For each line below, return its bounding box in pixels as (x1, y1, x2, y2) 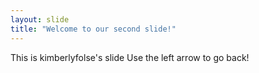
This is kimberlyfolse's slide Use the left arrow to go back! (10, 51, 250, 63)
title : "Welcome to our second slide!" (10, 24, 177, 34)
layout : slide (10, 14, 70, 25)
